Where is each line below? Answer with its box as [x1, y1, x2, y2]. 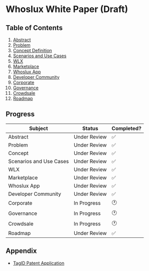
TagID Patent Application [13, 260, 65, 266]
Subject [29, 124, 48, 131]
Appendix [6, 247, 37, 255]
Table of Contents [6, 24, 63, 32]
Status [82, 124, 98, 131]
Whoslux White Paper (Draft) [6, 4, 128, 15]
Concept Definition [13, 48, 52, 53]
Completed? [111, 124, 142, 131]
